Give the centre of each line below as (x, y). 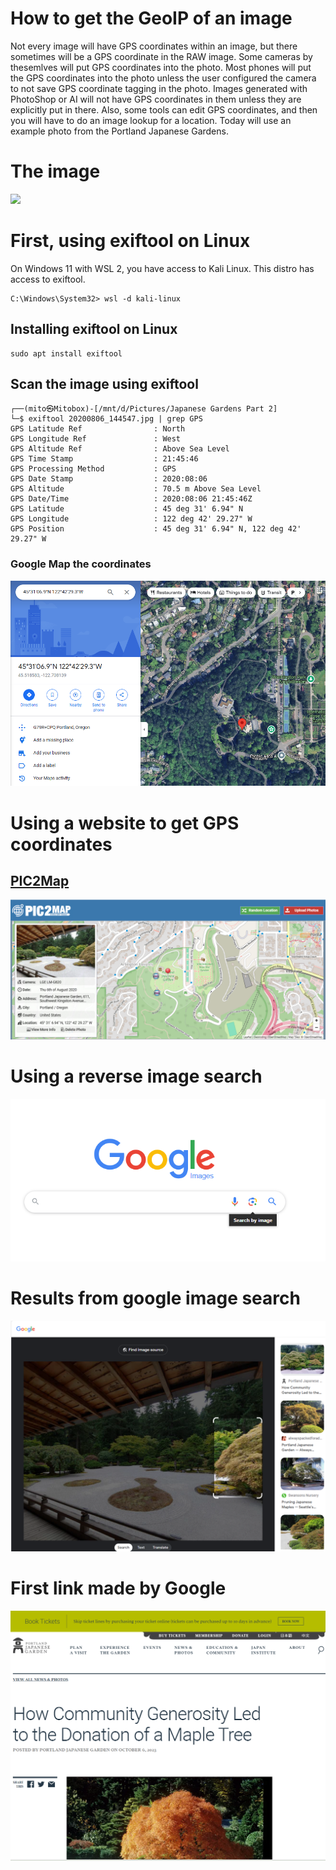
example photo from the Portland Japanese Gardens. (119, 131)
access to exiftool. (48, 279)
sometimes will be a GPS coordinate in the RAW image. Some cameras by (161, 56)
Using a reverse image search (136, 1076)
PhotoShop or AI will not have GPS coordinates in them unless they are (156, 99)
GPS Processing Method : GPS (93, 469)
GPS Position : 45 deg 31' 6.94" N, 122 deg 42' (156, 529)
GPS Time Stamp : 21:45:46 (104, 459)
